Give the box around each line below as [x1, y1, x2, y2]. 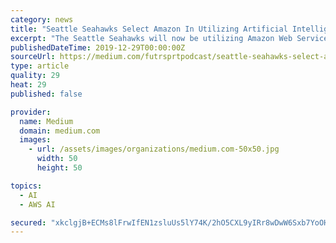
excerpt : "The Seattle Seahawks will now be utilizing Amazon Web [10, 33, 293, 43]
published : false [10, 89, 83, 99]
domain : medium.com [19, 126, 101, 136]
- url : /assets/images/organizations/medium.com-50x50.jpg [28, 144, 280, 155]
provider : [10, 107, 52, 117]
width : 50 [36, 154, 78, 164]
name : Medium [19, 116, 74, 126]
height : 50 [36, 163, 83, 173]
